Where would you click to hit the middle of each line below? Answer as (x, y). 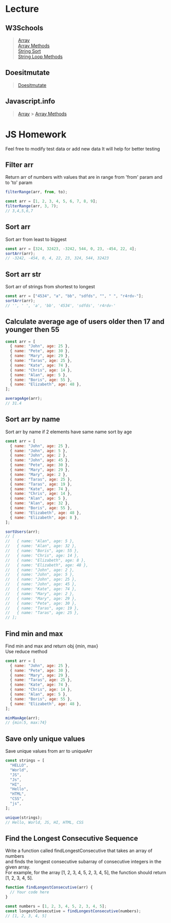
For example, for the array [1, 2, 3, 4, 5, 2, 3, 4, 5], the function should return (86, 873)
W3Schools (24, 28)
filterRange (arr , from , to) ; (36, 192)
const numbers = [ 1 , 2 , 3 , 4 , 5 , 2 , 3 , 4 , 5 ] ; (56, 906)
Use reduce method (26, 651)
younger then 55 (33, 330)
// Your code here (30, 892)
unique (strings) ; (24, 818)
